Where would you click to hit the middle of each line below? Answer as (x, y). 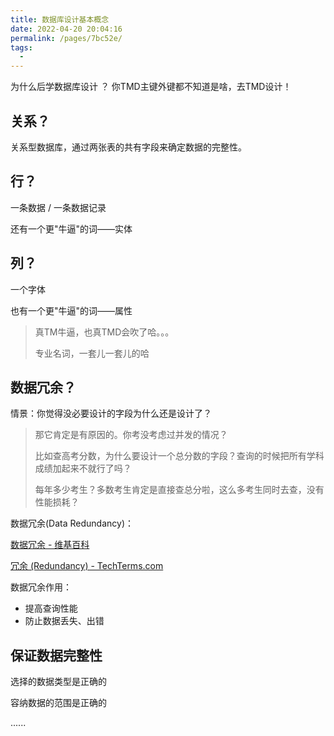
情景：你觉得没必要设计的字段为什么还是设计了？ (111, 413)
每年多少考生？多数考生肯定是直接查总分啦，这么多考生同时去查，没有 (179, 490)
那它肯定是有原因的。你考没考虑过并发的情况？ (131, 435)
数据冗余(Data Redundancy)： (72, 523)
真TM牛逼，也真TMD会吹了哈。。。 (104, 332)
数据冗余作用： (41, 587)
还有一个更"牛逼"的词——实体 (71, 228)
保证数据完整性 (56, 655)
